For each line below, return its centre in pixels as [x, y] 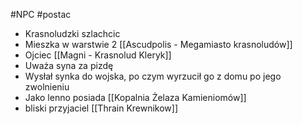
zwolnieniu [47, 87]
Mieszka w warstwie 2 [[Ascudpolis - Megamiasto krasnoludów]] [158, 44]
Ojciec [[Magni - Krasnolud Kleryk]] [98, 55]
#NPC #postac [41, 14]
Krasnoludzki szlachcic [72, 33]
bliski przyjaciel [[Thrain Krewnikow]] [101, 108]
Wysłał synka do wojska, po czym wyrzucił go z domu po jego [153, 76]
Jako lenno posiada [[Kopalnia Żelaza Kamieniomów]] [135, 97]
